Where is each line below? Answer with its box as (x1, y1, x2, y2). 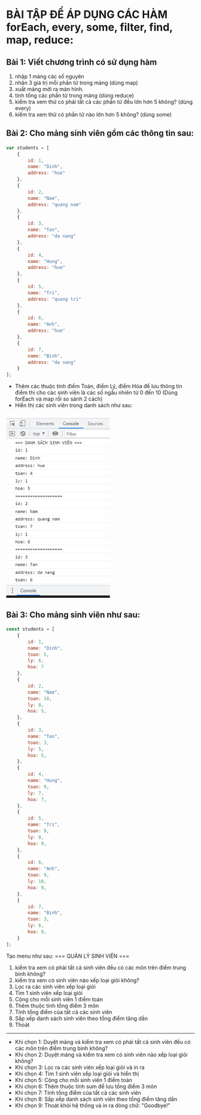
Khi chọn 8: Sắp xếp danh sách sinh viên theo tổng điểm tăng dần (14, 1095, 178, 1102)
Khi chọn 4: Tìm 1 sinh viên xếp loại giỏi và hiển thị (14, 1070, 139, 1077)
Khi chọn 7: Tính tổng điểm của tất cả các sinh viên (14, 1089, 142, 1096)
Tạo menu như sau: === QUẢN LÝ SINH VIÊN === (6, 952, 130, 960)
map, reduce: (6, 33, 74, 47)
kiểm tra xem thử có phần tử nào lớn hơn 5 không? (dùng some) (14, 111, 172, 118)
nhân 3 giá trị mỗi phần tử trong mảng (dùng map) (14, 80, 139, 86)
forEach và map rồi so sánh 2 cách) (14, 395, 103, 402)
